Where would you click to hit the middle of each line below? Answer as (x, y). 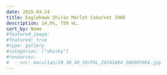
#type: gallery (25, 46)
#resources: (21, 57)
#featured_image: (28, 34)
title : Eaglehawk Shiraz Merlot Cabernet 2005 (66, 18)
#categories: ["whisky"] (38, 51)
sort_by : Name (24, 29)
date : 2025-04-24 (28, 12)
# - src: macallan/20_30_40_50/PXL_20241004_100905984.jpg (84, 62)
